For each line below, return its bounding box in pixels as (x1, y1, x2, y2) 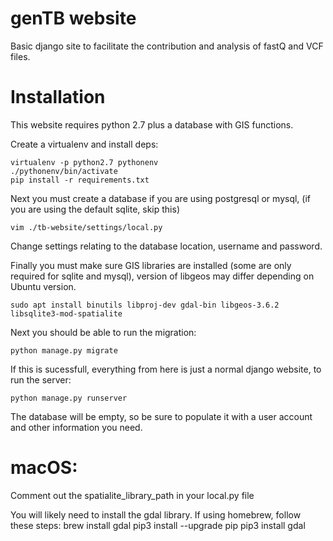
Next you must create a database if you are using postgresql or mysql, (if (10, 192, 311, 204)
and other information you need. (10, 421, 143, 433)
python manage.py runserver (10, 393, 128, 403)
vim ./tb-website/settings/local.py (10, 222, 163, 232)
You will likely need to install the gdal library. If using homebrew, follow (10, 508, 302, 521)
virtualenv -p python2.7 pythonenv (10, 157, 159, 167)
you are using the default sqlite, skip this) (10, 203, 181, 215)
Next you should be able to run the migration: (10, 326, 197, 338)
